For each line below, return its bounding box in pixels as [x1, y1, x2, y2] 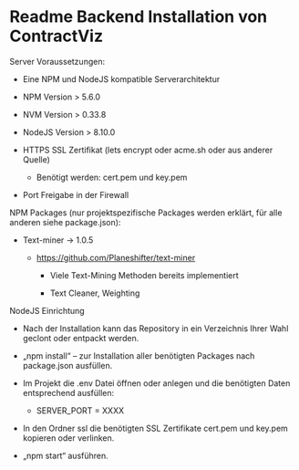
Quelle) [22, 153, 50, 165]
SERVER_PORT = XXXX [36, 404, 125, 416]
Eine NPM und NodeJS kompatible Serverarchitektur [22, 73, 221, 84]
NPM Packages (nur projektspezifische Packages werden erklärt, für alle [9, 207, 283, 218]
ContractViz [9, 26, 103, 47]
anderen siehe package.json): [9, 216, 121, 227]
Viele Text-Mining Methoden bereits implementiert [49, 269, 239, 280]
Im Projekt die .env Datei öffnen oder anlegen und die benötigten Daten [22, 377, 291, 389]
